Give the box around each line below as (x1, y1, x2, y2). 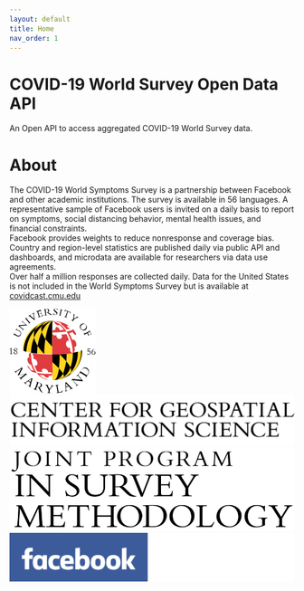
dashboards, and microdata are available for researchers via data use (9, 252, 269, 262)
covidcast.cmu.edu (9, 291, 81, 301)
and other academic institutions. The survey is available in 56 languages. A (9, 195, 289, 205)
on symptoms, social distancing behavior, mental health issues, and (9, 214, 261, 224)
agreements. (9, 262, 57, 272)
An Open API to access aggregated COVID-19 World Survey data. (9, 123, 253, 134)
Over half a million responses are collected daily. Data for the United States (9, 272, 290, 282)
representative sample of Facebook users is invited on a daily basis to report (9, 204, 295, 214)
